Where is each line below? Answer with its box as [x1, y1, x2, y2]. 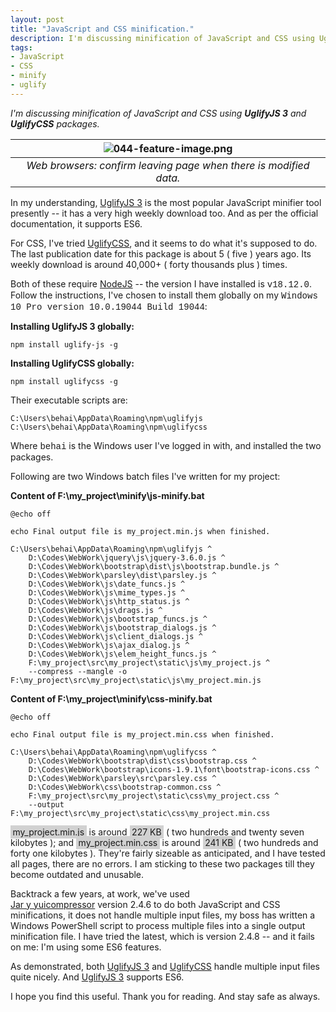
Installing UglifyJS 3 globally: [10, 320, 135, 332]
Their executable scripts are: [10, 394, 128, 406]
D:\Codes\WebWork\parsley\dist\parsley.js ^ [28, 570, 217, 580]
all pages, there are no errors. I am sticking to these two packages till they [10, 857, 315, 870]
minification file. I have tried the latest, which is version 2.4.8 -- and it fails [10, 930, 315, 942]
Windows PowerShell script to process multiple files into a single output [10, 919, 306, 931]
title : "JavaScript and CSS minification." [10, 24, 195, 34]
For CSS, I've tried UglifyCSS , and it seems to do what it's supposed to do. [10, 237, 318, 249]
